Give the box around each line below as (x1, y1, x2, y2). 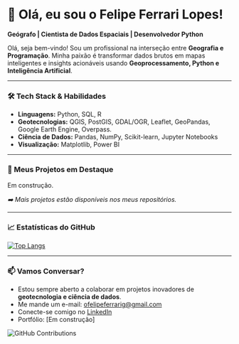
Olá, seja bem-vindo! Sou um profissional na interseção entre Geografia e (7, 43, 224, 52)
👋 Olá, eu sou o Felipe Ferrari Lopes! (7, 6, 223, 23)
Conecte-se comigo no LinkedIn (17, 308, 112, 316)
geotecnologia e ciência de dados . (17, 293, 122, 301)
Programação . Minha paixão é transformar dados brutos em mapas (7, 51, 206, 60)
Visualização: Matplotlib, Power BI (17, 140, 120, 149)
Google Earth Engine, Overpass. (17, 125, 112, 134)
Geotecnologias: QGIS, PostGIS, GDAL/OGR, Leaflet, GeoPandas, (17, 117, 211, 127)
